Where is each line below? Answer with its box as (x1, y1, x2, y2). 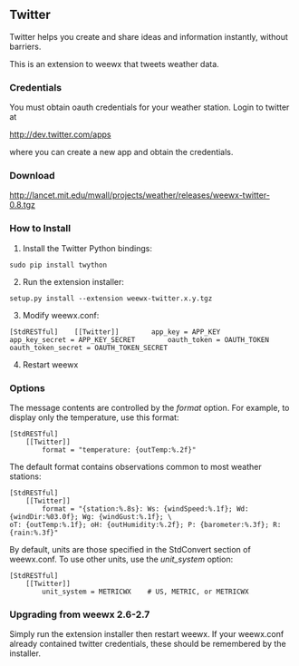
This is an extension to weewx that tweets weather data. (9, 58, 219, 69)
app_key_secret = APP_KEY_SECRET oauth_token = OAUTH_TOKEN (9, 335, 270, 344)
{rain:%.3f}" (9, 528, 59, 537)
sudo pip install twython (9, 260, 107, 269)
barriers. (9, 41, 42, 52)
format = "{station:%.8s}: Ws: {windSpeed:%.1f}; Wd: (42, 504, 249, 514)
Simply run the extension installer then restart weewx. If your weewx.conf (9, 629, 285, 640)
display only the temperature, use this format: (9, 412, 179, 423)
